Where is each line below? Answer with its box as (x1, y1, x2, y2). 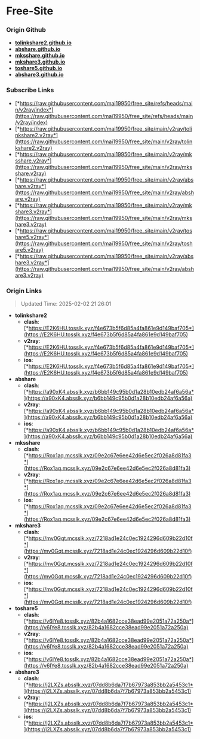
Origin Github (6, 26, 47, 34)
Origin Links (6, 286, 42, 295)
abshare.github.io (14, 46, 61, 53)
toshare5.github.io (14, 65, 63, 72)
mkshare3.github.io (14, 58, 66, 65)
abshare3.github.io (14, 71, 64, 79)
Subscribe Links (6, 86, 54, 94)
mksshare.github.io (14, 52, 65, 59)
